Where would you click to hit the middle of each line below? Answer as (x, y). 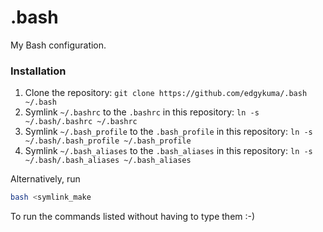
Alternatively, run (45, 179)
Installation (38, 71)
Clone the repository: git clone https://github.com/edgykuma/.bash (166, 93)
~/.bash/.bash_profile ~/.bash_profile (108, 141)
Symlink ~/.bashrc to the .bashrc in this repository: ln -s (142, 112)
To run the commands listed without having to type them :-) (133, 217)
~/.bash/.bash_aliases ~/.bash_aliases (108, 161)
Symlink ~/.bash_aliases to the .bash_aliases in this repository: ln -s (168, 151)
